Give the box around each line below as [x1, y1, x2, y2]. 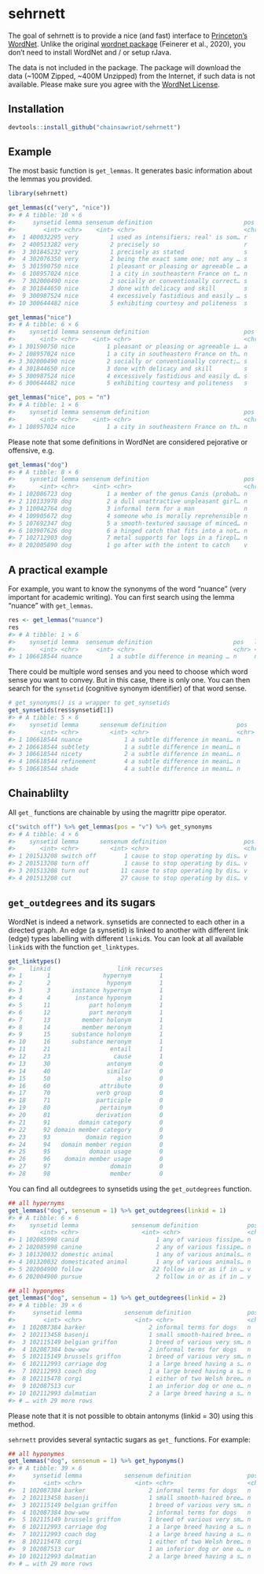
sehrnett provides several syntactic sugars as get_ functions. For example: [8, 1434, 251, 1444]
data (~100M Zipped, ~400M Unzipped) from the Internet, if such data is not [8, 71, 255, 80]
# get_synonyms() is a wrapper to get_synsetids [8, 699, 170, 707]
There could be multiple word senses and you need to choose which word [8, 667, 248, 676]
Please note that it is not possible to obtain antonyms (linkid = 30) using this [8, 1411, 254, 1420]
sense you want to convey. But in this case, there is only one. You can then [8, 675, 251, 685]
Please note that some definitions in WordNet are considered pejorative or [8, 437, 248, 446]
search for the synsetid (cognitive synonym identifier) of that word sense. [8, 683, 247, 694]
